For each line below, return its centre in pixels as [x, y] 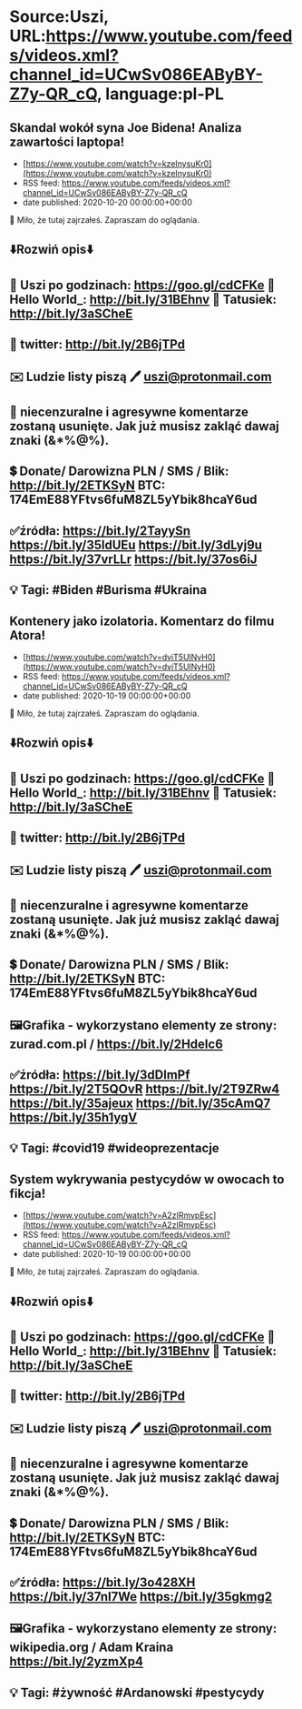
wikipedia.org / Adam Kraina [92, 1648]
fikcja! [28, 1193]
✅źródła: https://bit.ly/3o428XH [102, 1583]
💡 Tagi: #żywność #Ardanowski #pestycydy [137, 1692]
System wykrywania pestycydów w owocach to [147, 1179]
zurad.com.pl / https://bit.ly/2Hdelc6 [117, 1044]
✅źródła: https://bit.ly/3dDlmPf [100, 1075]
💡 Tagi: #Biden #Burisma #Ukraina [108, 590]
